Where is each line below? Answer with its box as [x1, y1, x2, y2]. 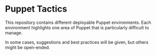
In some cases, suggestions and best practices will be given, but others [5, 39, 149, 45]
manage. [5, 30, 23, 36]
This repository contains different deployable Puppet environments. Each [5, 19, 152, 25]
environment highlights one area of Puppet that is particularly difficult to [5, 24, 149, 30]
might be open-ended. [5, 44, 50, 50]
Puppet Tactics [5, 3, 67, 15]
